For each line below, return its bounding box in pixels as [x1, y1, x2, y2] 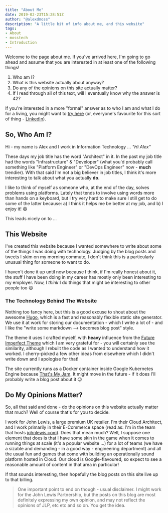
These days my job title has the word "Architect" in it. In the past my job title [5, 153, 162, 159]
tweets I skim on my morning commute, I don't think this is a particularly [5, 254, 154, 260]
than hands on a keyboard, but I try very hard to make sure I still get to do [5, 195, 157, 201]
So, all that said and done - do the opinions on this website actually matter [5, 404, 158, 410]
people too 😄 [5, 285, 34, 291]
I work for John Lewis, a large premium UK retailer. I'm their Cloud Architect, [5, 419, 163, 425]
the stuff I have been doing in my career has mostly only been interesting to [5, 274, 161, 280]
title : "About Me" [5, 7, 44, 13]
